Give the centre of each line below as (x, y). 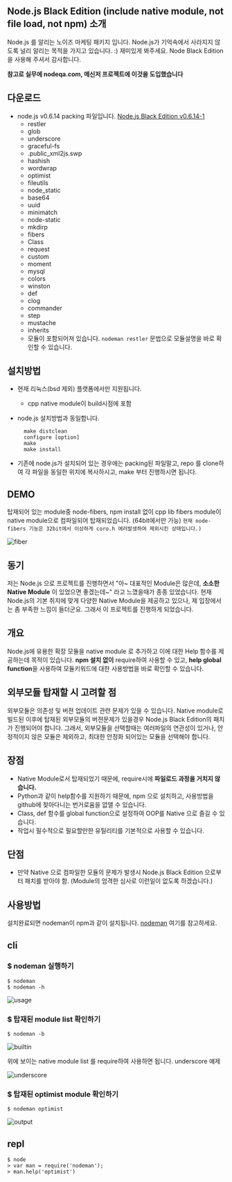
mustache (42, 322)
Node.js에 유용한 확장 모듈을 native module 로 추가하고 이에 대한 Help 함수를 (112, 651)
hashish (39, 160)
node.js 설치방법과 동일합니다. (58, 418)
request (38, 249)
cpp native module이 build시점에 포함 (79, 403)
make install (43, 450)
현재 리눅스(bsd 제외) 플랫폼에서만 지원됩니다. (79, 389)
